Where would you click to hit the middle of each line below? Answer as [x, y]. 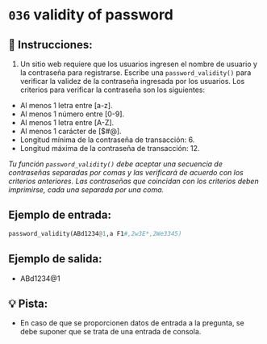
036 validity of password [91, 15]
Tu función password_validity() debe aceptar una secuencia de [116, 164]
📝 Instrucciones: [50, 45]
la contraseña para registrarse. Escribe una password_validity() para [136, 73]
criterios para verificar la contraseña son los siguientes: [113, 90]
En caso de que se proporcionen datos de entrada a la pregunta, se [132, 323]
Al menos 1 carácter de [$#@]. [71, 131]
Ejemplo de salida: [55, 259]
